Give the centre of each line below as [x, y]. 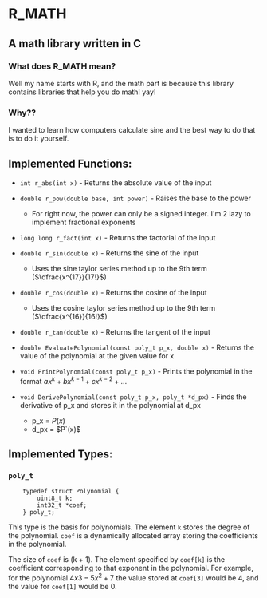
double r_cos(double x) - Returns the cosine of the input [113, 292]
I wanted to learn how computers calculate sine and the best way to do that [132, 130]
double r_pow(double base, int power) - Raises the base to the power [135, 198]
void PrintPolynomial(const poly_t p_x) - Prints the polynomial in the [136, 371]
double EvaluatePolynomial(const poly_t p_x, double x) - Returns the [137, 347]
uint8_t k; [55, 499]
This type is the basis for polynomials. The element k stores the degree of [129, 527]
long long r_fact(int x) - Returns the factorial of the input [118, 237]
